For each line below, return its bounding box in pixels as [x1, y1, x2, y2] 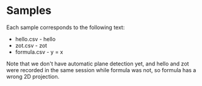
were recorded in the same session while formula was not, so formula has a [6, 66, 197, 73]
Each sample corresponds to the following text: [6, 24, 125, 31]
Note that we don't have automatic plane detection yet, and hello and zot [6, 60, 189, 67]
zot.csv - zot [15, 42, 48, 49]
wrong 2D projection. [6, 73, 60, 80]
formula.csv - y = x [15, 48, 63, 55]
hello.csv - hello [15, 35, 56, 42]
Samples [6, 4, 52, 18]
